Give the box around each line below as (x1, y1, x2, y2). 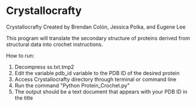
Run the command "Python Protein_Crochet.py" (14, 82, 130, 89)
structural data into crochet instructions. (6, 41, 103, 48)
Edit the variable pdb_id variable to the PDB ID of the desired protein (14, 69, 180, 76)
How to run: (6, 52, 35, 59)
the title (14, 94, 33, 101)
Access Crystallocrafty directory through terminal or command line (14, 76, 177, 83)
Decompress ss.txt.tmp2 (14, 63, 75, 70)
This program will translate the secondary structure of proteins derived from (6, 34, 190, 41)
